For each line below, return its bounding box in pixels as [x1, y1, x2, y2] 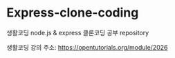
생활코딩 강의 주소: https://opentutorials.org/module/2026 [6, 43, 168, 51]
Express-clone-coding [6, 5, 139, 21]
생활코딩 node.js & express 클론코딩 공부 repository [6, 28, 149, 37]
